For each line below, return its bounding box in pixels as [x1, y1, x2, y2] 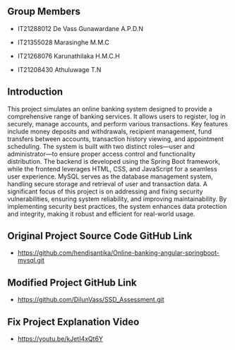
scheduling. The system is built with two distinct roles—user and [7, 142, 195, 150]
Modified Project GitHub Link [7, 277, 138, 289]
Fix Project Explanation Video [7, 315, 140, 327]
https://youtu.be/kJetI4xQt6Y [17, 334, 104, 343]
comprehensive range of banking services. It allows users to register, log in [7, 112, 226, 121]
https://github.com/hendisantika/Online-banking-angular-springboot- [17, 248, 220, 257]
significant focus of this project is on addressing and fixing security [7, 187, 203, 195]
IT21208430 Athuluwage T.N [17, 65, 102, 73]
